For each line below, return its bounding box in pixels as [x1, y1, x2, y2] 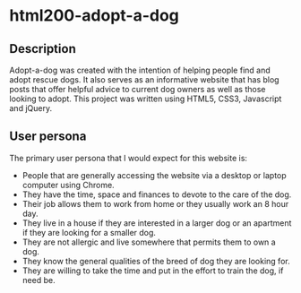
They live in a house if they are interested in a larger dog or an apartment [21, 217, 292, 228]
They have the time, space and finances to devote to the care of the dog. [21, 189, 292, 200]
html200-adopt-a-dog [9, 5, 179, 26]
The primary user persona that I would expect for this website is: [9, 152, 248, 163]
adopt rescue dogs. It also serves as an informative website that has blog [9, 74, 279, 85]
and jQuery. [9, 103, 52, 113]
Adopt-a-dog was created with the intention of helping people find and [9, 65, 271, 75]
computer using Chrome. [21, 179, 115, 190]
